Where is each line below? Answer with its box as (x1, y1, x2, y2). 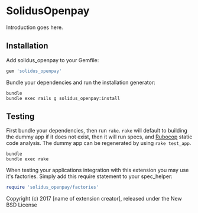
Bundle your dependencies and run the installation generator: (6, 79, 155, 86)
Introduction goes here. (6, 24, 63, 31)
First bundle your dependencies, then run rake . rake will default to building (6, 127, 188, 134)
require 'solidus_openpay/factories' (6, 185, 99, 191)
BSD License (6, 201, 37, 208)
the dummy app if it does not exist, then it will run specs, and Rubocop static (6, 133, 193, 140)
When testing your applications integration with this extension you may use (6, 167, 189, 174)
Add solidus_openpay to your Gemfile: (6, 56, 99, 63)
